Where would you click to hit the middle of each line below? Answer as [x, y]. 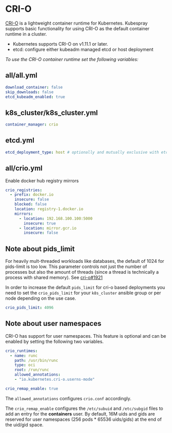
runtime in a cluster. [26, 34]
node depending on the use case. [41, 298]
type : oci [25, 365]
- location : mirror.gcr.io [48, 228]
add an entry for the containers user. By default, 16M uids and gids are [80, 414]
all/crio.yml [24, 168]
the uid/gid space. [24, 425]
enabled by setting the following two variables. [55, 341]
